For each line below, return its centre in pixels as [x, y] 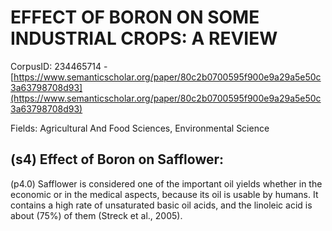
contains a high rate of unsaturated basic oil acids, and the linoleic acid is [161, 205]
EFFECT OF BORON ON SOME [135, 17]
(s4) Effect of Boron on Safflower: [117, 159]
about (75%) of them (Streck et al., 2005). [96, 215]
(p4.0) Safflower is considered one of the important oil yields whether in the [166, 183]
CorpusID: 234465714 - [59, 66]
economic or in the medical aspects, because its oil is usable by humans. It [164, 194]
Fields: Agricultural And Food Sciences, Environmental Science [140, 128]
